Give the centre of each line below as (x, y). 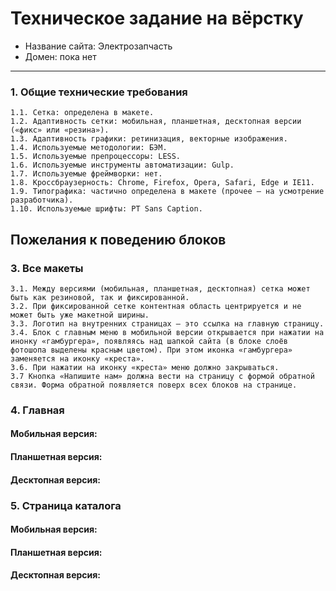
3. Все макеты (47, 268)
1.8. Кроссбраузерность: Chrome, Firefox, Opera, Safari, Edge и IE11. (162, 183)
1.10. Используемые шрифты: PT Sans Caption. (106, 209)
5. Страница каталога (66, 505)
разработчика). (42, 200)
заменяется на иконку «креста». (77, 358)
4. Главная (37, 410)
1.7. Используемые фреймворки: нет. (86, 174)
